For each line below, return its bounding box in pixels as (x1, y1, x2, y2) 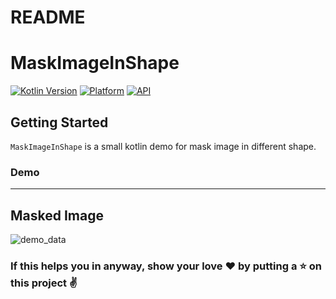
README (10, 6, 86, 29)
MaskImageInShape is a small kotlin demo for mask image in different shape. (10, 140, 317, 152)
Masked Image (10, 207, 104, 224)
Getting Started (10, 114, 109, 131)
